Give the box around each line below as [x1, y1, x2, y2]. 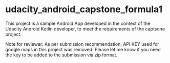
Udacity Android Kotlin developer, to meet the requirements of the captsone [5, 25, 165, 31]
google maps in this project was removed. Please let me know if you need [5, 46, 161, 52]
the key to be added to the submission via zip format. [5, 52, 118, 58]
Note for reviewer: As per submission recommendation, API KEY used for [5, 41, 160, 47]
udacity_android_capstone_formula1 [5, 4, 163, 15]
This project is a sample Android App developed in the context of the [5, 20, 151, 26]
